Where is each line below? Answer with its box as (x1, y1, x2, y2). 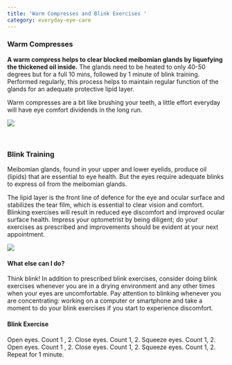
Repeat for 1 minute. (7, 350, 64, 358)
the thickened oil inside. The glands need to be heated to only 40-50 (7, 62, 206, 71)
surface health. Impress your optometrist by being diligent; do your (7, 216, 199, 224)
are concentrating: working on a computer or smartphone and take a (7, 296, 203, 305)
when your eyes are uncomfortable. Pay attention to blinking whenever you (7, 289, 222, 298)
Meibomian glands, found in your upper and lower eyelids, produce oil (7, 165, 207, 173)
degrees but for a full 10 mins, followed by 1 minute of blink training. (7, 70, 200, 78)
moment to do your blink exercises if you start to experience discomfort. (7, 304, 213, 312)
